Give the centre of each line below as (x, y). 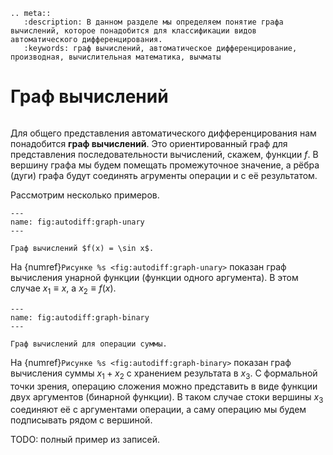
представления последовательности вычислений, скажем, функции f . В (164, 154)
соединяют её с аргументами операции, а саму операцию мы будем (158, 410)
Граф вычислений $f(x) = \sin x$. (82, 248)
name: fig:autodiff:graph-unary (77, 222)
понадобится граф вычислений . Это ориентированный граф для (149, 143)
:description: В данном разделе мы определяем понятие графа (153, 22)
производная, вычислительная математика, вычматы (116, 57)
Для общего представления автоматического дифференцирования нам (163, 133)
